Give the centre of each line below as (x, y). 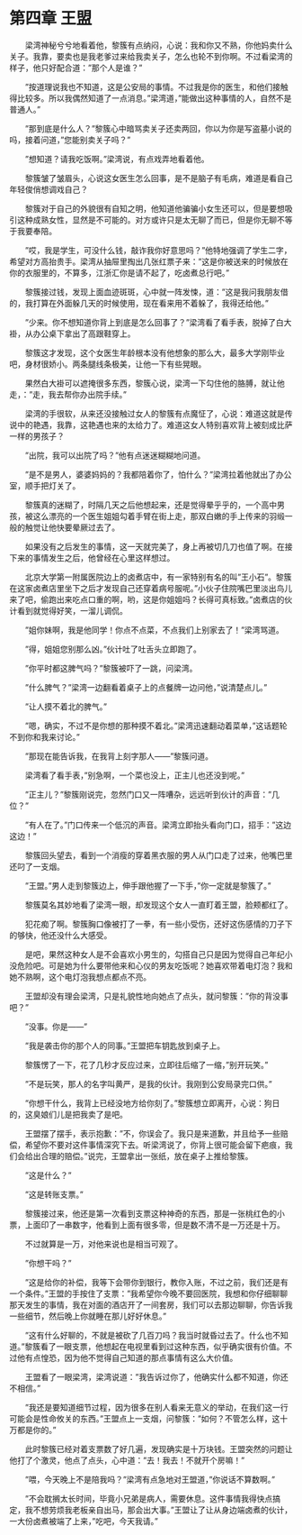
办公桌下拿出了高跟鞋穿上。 (84, 333)
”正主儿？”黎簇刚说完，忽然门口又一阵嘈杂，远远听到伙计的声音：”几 (152, 794)
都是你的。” (36, 1430)
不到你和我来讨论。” (45, 736)
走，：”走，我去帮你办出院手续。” (68, 394)
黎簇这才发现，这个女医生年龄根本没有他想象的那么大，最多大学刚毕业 (155, 352)
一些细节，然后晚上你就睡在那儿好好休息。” (88, 1316)
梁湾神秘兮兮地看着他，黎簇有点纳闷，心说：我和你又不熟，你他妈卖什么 (159, 45)
